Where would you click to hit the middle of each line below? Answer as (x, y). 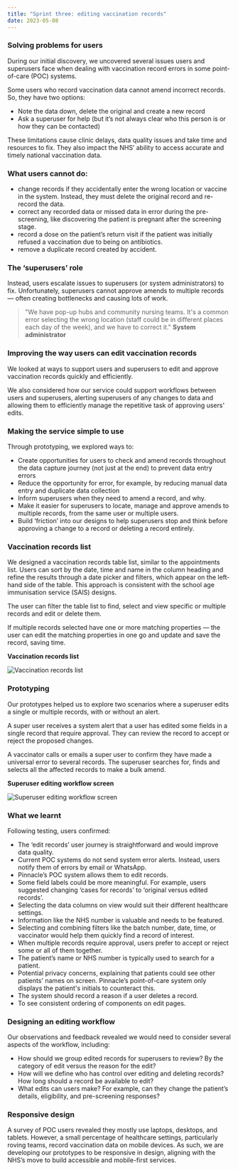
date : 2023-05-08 (33, 21)
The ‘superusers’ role (45, 268)
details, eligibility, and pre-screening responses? (88, 1096)
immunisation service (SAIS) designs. (62, 592)
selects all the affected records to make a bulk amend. (87, 769)
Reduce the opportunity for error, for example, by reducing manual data (122, 483)
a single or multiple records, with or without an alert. (83, 712)
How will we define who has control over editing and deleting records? (121, 1073)
